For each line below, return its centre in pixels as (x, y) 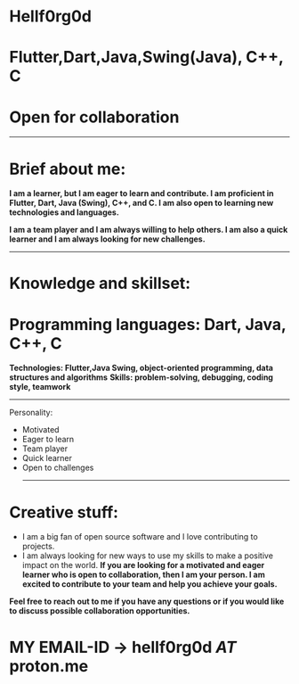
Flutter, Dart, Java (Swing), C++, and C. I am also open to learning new (141, 203)
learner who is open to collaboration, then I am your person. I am (143, 575)
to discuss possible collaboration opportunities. (100, 611)
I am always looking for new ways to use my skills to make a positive (148, 556)
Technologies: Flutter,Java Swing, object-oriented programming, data (141, 368)
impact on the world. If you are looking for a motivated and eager (143, 565)
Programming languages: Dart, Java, (148, 324)
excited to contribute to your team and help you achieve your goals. (149, 584)
